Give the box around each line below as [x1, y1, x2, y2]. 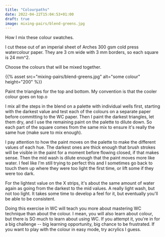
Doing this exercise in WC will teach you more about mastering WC [5, 205, 142, 211]
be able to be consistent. [5, 196, 56, 202]
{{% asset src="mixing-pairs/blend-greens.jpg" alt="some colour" [5, 74, 141, 79]
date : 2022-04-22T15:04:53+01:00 [5, 12, 74, 17]
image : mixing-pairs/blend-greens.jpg [5, 21, 85, 26]
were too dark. [5, 171, 35, 177]
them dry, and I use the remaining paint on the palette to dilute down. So [5, 119, 152, 125]
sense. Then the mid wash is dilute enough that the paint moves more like [5, 155, 155, 161]
